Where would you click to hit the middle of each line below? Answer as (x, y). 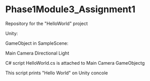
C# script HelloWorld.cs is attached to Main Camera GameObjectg (75, 63)
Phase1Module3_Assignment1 (70, 9)
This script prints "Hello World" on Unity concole (57, 73)
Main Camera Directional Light (37, 53)
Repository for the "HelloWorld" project (47, 23)
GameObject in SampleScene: (37, 43)
